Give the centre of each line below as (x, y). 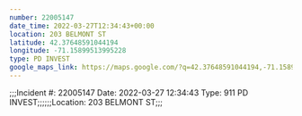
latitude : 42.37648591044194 (64, 42)
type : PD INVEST (40, 59)
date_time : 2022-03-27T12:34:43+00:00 (82, 26)
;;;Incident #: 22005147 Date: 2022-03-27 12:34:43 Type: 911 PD (129, 92)
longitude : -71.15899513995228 (68, 51)
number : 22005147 (42, 17)
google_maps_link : (44, 68)
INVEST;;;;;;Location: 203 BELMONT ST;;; (86, 102)
